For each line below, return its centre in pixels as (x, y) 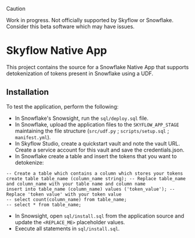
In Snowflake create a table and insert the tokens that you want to (96, 156)
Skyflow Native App (57, 51)
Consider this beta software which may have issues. (70, 27)
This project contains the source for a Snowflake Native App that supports (97, 67)
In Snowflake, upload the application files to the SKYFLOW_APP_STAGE (97, 124)
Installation (28, 92)
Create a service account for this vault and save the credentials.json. (99, 150)
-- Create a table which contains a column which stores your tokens (95, 173)
